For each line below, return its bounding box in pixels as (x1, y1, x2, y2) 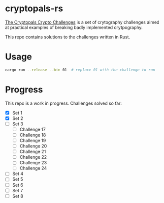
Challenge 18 (19, 132, 46, 138)
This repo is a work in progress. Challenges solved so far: (5, 100, 122, 106)
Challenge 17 (19, 126, 46, 132)
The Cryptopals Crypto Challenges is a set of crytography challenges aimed (5, 19, 160, 25)
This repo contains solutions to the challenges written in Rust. (5, 34, 131, 40)
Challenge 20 (19, 143, 47, 149)
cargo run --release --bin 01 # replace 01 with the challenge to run (5, 67, 155, 72)
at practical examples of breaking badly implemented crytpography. (5, 24, 143, 30)
